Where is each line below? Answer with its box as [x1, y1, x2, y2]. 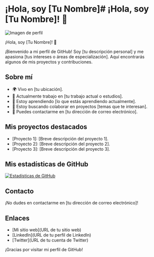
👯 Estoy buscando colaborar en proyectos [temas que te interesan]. [12, 103, 148, 109]
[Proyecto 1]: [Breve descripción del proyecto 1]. [12, 136, 108, 141]
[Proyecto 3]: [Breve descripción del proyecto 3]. [12, 146, 110, 152]
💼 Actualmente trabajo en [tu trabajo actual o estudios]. [12, 93, 123, 99]
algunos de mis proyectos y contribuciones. [5, 59, 93, 65]
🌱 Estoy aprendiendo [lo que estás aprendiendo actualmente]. [12, 98, 136, 104]
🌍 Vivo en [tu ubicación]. [12, 86, 63, 92]
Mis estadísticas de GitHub [5, 160, 88, 168]
